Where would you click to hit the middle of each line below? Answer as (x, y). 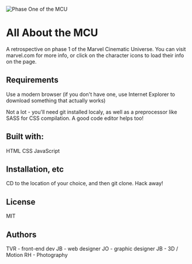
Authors (21, 234)
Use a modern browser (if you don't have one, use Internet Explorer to (91, 94)
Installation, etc (35, 169)
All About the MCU (52, 33)
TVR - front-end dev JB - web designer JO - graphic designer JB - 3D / (92, 249)
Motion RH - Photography (37, 255)
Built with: (25, 137)
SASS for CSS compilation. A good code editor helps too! (75, 118)
